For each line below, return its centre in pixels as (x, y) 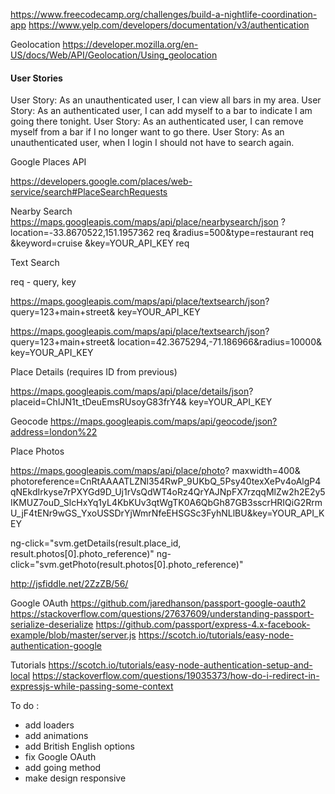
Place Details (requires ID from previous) (94, 372)
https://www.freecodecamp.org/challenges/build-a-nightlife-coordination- (164, 14)
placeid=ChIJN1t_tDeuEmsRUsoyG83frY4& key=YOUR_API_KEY (141, 402)
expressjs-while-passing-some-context (92, 686)
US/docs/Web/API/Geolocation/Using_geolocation (114, 55)
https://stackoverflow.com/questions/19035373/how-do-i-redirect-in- (176, 676)
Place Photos (37, 451)
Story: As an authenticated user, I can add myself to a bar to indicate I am (161, 111)
